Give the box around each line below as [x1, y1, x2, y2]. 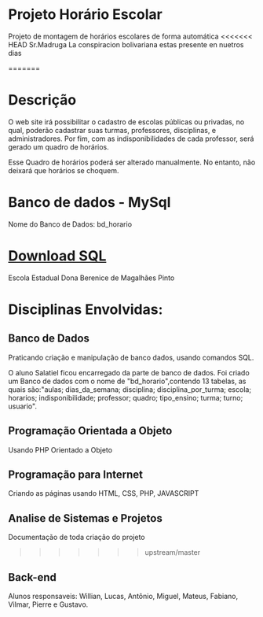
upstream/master [144, 548, 201, 557]
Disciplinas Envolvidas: [8, 301, 163, 318]
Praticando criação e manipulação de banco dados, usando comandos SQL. [8, 353, 254, 362]
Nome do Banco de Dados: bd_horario [8, 219, 132, 229]
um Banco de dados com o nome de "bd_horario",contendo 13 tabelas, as [8, 376, 247, 386]
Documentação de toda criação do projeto [8, 533, 145, 542]
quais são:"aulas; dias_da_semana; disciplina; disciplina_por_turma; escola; [8, 384, 252, 394]
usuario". [8, 401, 38, 411]
